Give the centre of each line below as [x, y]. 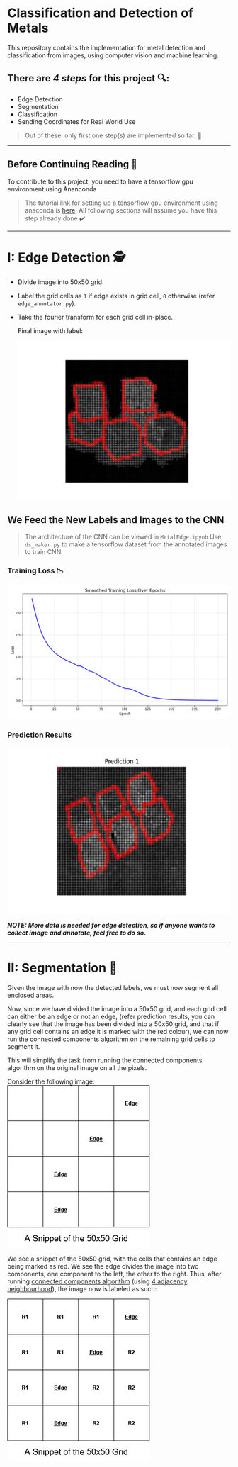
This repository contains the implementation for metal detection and [107, 47]
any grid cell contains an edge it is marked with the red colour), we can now [118, 1032]
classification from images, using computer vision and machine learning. [113, 55]
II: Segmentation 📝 [63, 968]
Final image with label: [50, 330]
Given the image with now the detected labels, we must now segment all [113, 988]
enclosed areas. [31, 995]
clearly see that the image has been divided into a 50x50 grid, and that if [113, 1024]
